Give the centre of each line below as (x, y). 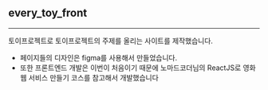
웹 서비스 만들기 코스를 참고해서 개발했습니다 (89, 77)
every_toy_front (48, 13)
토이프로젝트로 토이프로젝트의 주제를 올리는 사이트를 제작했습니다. (111, 41)
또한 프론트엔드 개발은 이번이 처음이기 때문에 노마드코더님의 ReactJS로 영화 (138, 68)
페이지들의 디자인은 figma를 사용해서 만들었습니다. (99, 57)
